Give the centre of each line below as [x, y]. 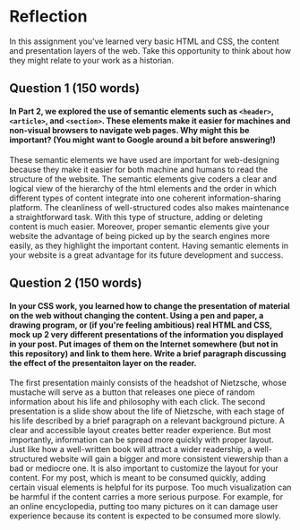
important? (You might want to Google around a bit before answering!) [142, 140]
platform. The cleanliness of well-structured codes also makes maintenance [149, 207]
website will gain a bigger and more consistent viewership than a [169, 459]
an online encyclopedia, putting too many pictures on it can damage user [144, 507]
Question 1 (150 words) [75, 88]
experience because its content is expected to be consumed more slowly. [145, 516]
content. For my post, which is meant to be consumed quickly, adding [138, 478]
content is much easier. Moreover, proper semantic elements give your [140, 227]
